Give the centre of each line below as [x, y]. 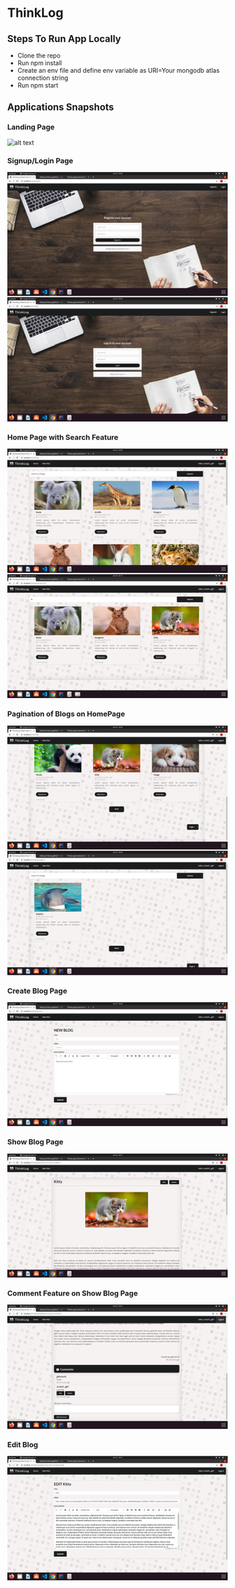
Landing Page [31, 127]
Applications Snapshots [60, 107]
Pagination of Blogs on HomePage [66, 714]
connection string [43, 78]
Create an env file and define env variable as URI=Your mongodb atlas [119, 70]
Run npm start [38, 85]
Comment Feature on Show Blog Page [73, 1293]
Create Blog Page [37, 991]
